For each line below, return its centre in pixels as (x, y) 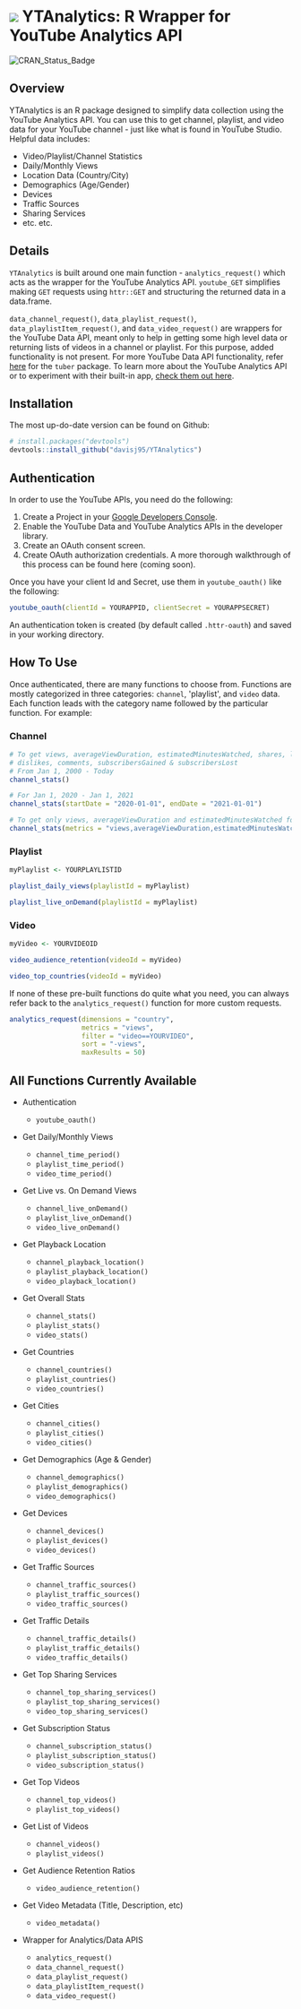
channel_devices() (70, 1531)
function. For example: (51, 712)
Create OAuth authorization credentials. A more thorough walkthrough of (156, 555)
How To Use (43, 663)
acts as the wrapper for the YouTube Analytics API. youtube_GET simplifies (145, 282)
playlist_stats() (68, 1325)
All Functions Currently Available (103, 1080)
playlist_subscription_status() (96, 1755)
